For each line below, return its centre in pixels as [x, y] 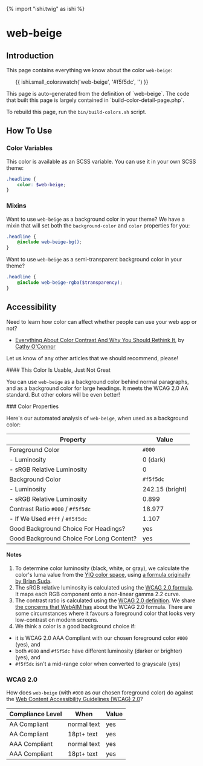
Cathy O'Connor [35, 346]
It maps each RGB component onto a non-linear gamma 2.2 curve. [98, 594]
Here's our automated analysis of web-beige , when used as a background [97, 418]
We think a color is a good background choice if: [75, 626]
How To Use [29, 131]
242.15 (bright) [165, 489]
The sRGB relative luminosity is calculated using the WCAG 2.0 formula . [104, 587]
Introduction [30, 55]
